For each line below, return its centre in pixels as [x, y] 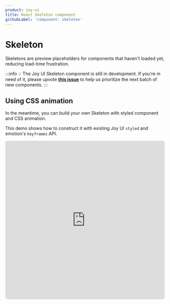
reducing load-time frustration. [37, 64]
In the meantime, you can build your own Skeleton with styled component [82, 113]
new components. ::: [27, 85]
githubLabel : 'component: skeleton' [44, 19]
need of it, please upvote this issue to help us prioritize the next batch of [81, 80]
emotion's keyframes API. [31, 134]
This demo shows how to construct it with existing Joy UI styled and [77, 128]
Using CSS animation [39, 101]
